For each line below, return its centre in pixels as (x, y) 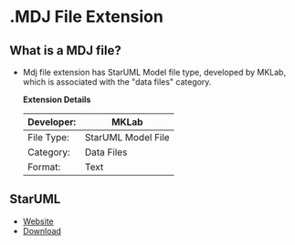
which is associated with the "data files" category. (117, 82)
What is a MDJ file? (65, 51)
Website (38, 221)
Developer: (52, 122)
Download (42, 230)
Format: (44, 167)
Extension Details (57, 99)
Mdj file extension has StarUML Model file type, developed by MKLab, (154, 72)
